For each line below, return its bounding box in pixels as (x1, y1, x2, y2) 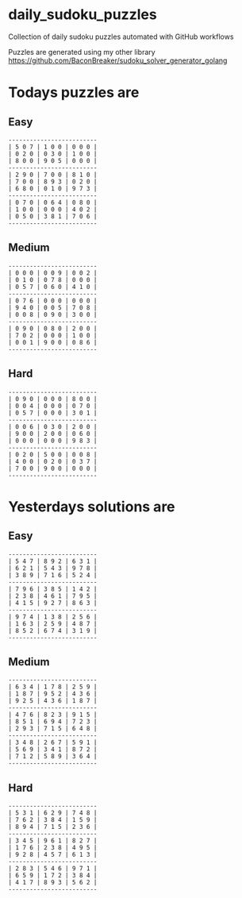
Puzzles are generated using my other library (8, 47, 156, 56)
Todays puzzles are (8, 83, 140, 102)
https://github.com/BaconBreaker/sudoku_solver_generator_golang (8, 56, 228, 65)
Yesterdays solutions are (8, 498, 176, 515)
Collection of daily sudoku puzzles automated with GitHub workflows (8, 32, 234, 41)
